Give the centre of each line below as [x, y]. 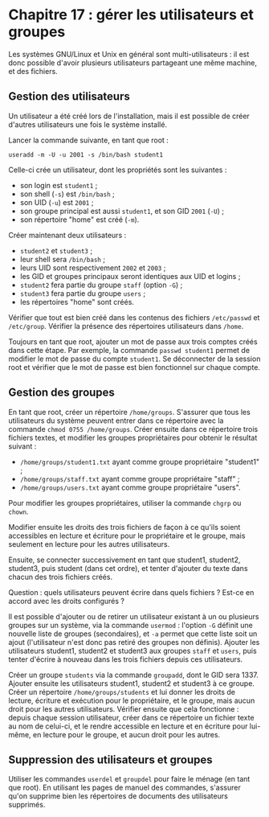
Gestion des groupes [61, 393]
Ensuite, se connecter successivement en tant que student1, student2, [124, 560]
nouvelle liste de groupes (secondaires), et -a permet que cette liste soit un [133, 634]
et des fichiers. [33, 71]
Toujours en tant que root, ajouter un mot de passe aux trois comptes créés [133, 341]
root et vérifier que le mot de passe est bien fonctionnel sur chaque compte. [134, 367]
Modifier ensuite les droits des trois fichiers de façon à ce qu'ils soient [124, 527]
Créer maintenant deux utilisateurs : [67, 235]
